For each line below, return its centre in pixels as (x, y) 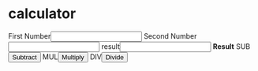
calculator (42, 14)
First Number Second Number (103, 35)
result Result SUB (176, 46)
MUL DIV (72, 57)
